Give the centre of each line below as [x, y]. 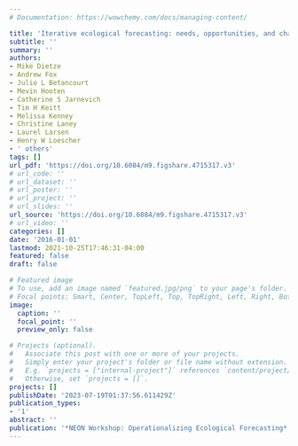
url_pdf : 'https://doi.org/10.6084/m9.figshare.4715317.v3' [123, 165]
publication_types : [45, 403]
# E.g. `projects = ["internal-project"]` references [114, 370]
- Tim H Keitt [35, 107]
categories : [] [37, 231]
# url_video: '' [39, 223]
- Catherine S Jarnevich [55, 99]
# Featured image [41, 280]
